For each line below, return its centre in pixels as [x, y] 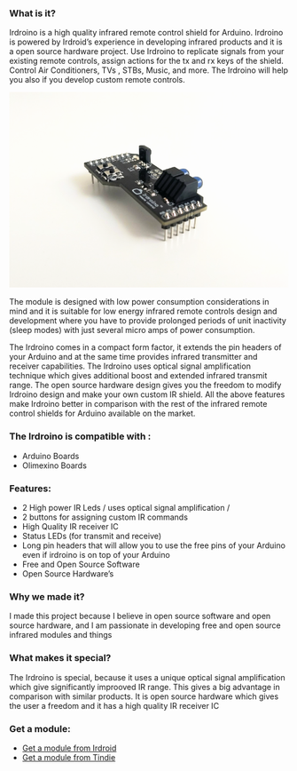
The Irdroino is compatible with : [80, 436]
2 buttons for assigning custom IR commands [105, 517]
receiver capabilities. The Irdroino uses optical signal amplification [130, 366]
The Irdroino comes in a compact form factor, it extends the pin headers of [145, 347]
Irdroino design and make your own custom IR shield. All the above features [147, 394]
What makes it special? [60, 658]
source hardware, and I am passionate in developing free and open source [145, 625]
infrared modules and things [61, 635]
